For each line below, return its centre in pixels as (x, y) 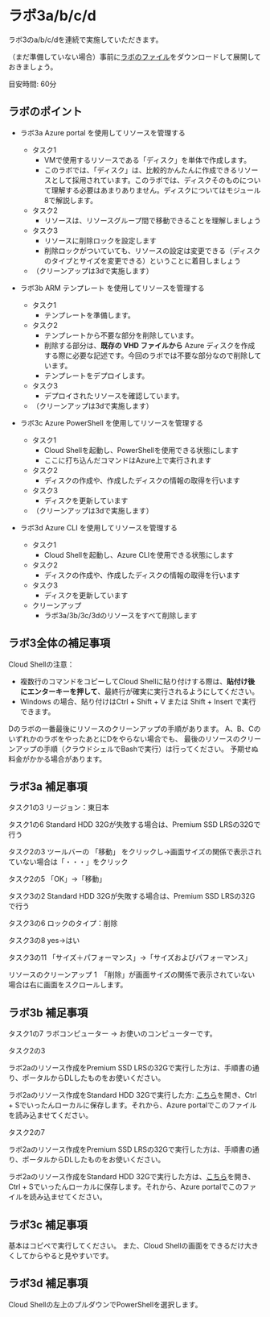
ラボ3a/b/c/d (52, 16)
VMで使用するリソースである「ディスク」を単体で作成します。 (147, 160)
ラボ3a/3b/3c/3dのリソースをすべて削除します (121, 615)
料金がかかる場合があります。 (57, 758)
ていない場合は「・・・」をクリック (68, 862)
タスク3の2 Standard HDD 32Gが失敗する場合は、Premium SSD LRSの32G (132, 896)
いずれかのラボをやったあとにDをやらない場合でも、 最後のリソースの (124, 738)
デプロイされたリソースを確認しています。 (114, 396)
